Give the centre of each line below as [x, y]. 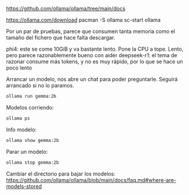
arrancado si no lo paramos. [40, 85]
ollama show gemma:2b [33, 140]
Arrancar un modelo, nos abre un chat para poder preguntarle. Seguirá [92, 79]
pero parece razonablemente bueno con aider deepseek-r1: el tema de [92, 55]
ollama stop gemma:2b [33, 162]
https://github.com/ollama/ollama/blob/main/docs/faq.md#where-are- [91, 180]
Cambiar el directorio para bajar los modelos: [61, 174]
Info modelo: [21, 130]
